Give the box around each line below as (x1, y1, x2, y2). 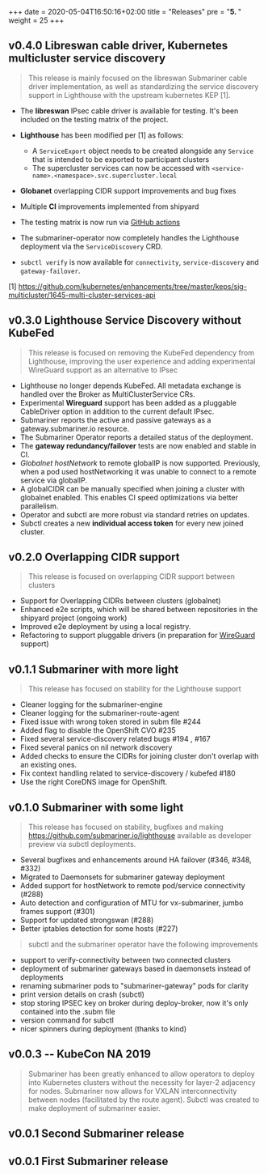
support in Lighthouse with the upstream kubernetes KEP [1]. (27, 90, 231, 100)
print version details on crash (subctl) (19, 989, 145, 999)
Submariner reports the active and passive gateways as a (19, 415, 211, 424)
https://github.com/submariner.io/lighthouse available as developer (27, 831, 252, 840)
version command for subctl (19, 1015, 115, 1025)
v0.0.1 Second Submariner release (8, 1127, 185, 1141)
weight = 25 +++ (8, 15, 65, 25)
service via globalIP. (19, 475, 87, 485)
